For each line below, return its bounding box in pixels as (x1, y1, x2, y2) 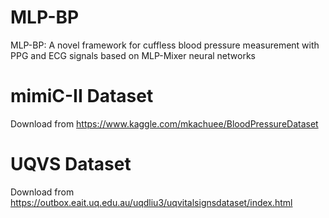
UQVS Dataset (10, 153, 132, 176)
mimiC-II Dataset (10, 85, 154, 108)
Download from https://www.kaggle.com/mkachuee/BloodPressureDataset (10, 117, 319, 130)
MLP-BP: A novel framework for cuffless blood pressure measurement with (10, 39, 320, 51)
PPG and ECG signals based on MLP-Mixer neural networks (10, 49, 256, 61)
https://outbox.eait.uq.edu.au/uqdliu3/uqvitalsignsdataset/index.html (10, 196, 293, 208)
